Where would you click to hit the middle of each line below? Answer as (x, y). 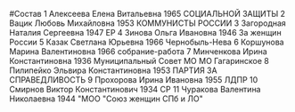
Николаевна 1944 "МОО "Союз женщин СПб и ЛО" (106, 99)
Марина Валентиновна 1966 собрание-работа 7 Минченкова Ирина (138, 52)
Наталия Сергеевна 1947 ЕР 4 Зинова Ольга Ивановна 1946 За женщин (146, 32)
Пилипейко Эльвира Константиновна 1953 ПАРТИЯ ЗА (113, 70)
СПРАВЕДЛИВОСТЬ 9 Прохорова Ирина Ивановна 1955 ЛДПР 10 (134, 80)
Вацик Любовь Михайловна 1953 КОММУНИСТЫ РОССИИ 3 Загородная (148, 23)
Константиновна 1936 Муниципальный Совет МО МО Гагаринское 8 (139, 61)
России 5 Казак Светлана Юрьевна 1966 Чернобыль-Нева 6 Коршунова (147, 42)
